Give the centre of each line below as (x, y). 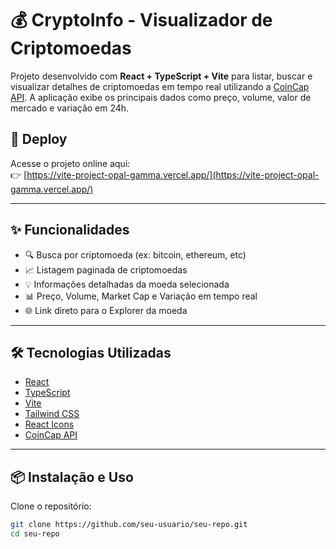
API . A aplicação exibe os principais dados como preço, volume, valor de (161, 97)
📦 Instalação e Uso (72, 477)
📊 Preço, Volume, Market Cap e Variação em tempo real (141, 296)
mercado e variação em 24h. (70, 108)
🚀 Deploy (39, 139)
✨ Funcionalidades (70, 230)
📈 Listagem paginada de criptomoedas (106, 269)
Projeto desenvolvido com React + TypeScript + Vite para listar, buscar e (161, 76)
